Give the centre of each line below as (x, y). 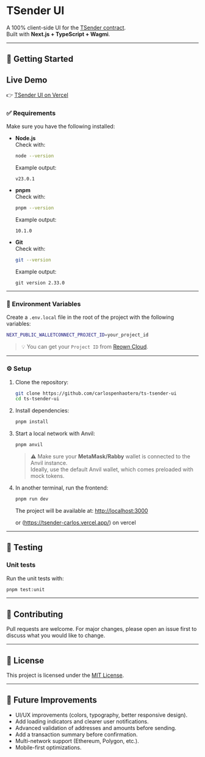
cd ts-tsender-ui (37, 399)
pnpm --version (34, 208)
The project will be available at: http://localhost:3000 (81, 510)
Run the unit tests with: (35, 578)
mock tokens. (47, 476)
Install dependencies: (42, 411)
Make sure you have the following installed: (61, 127)
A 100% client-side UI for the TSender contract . (66, 28)
